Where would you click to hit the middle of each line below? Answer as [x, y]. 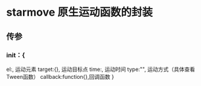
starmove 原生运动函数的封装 [79, 12]
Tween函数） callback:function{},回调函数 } [60, 76]
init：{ [16, 55]
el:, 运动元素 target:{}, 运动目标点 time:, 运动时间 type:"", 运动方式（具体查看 [101, 69]
